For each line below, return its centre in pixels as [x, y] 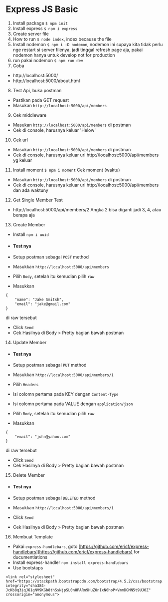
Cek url [20, 140]
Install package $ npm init [40, 23]
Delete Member [29, 475]
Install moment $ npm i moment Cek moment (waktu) [66, 170]
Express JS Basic [42, 9]
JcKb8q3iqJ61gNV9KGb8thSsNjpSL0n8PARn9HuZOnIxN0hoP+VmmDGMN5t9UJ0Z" [78, 590]
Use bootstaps [28, 567]
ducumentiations [30, 557]
